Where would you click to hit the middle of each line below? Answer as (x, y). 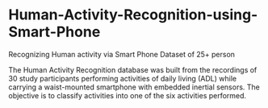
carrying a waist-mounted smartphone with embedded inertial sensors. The (134, 87)
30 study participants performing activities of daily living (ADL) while (122, 78)
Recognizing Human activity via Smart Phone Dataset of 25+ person (122, 54)
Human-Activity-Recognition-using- (133, 15)
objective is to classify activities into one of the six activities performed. (128, 95)
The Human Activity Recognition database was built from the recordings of (133, 69)
